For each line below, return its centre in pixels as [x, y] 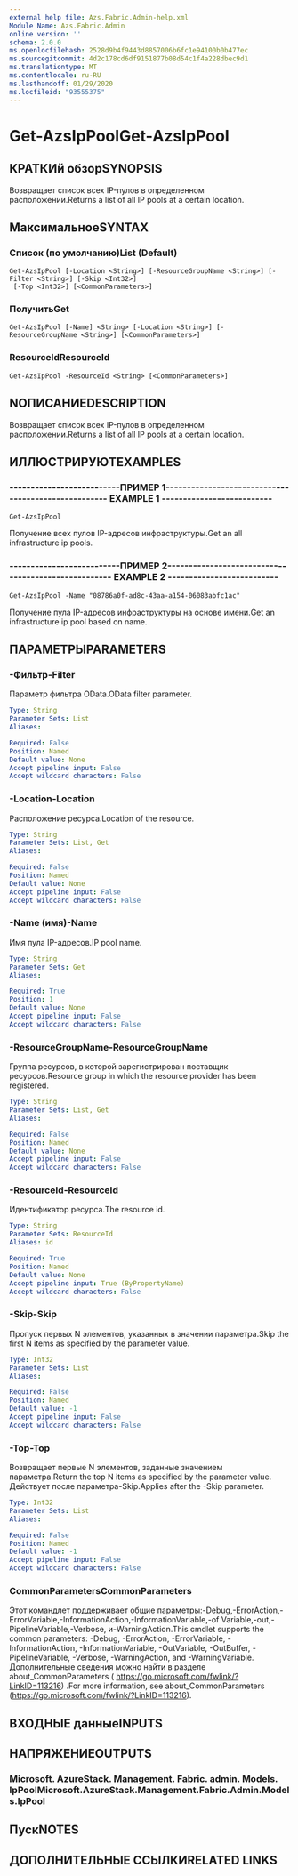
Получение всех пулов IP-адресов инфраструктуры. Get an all [126, 534]
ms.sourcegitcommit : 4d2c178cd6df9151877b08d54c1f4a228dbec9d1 [129, 59]
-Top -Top [30, 1448]
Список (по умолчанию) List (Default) [93, 253]
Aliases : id [31, 1243]
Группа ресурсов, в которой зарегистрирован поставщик [119, 1067]
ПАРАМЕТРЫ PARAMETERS [88, 649]
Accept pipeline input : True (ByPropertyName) [97, 1283]
